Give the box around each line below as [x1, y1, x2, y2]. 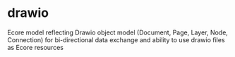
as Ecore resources [7, 43, 64, 51]
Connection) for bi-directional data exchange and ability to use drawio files [7, 35, 225, 44]
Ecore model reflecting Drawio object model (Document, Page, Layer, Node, [7, 28, 228, 37]
